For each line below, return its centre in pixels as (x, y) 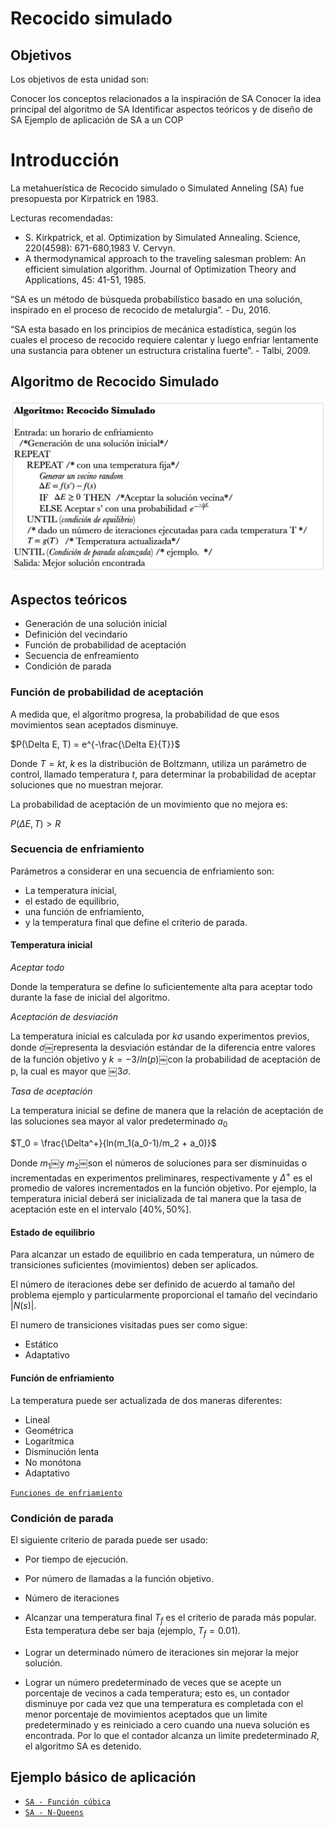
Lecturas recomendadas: (61, 218)
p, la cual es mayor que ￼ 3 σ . (71, 1071)
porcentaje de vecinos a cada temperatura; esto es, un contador (157, 1693)
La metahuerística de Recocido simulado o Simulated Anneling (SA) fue (157, 188)
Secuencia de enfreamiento (82, 656)
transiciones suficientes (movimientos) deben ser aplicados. (134, 1265)
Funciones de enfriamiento (66, 1493)
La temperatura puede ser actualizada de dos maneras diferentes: (146, 1400)
